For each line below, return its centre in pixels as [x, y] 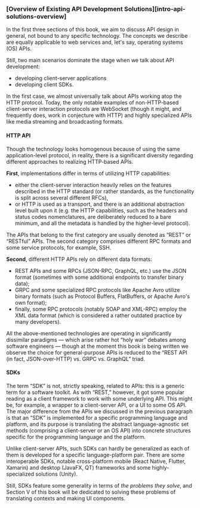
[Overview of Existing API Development [65, 9]
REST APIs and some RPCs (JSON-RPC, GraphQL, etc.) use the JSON [101, 270]
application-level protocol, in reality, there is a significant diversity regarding [100, 155]
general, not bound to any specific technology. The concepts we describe [97, 36]
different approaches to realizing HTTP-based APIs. [70, 161]
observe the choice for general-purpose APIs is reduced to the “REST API [97, 352]
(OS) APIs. [19, 49]
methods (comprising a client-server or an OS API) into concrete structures [99, 430]
